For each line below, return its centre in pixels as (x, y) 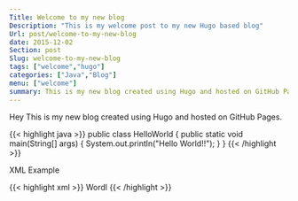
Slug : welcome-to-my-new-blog (65, 58)
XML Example (35, 170)
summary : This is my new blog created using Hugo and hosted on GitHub (144, 91)
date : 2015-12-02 (41, 42)
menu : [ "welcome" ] (43, 83)
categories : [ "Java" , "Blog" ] (63, 75)
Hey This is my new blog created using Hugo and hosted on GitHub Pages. (145, 117)
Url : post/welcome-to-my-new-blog (73, 34)
